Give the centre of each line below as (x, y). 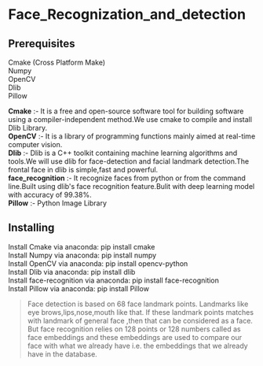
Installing (31, 228)
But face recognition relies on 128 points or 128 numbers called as (134, 329)
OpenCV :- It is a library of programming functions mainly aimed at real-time (132, 136)
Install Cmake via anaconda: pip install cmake (82, 246)
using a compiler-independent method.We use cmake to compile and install (130, 119)
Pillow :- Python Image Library (58, 203)
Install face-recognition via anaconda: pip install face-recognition (114, 280)
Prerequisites (42, 44)
